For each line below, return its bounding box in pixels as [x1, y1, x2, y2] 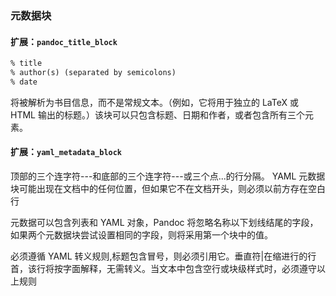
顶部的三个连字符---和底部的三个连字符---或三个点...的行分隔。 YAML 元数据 [10, 170, 326, 182]
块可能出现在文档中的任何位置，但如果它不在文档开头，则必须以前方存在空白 [10, 182, 326, 194]
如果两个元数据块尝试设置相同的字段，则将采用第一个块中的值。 [10, 228, 273, 241]
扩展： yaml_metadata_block [10, 146, 123, 158]
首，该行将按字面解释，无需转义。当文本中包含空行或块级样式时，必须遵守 [10, 262, 317, 274]
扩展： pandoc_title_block [10, 35, 118, 47]
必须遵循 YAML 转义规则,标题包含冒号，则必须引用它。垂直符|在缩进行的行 [10, 250, 317, 262]
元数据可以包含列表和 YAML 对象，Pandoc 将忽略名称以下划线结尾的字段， [10, 216, 319, 228]
